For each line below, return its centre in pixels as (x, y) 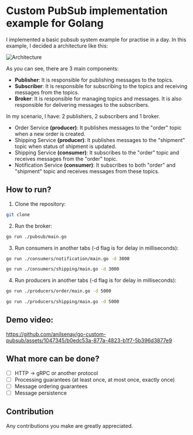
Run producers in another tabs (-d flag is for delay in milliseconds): (96, 281)
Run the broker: (33, 226)
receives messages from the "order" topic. (66, 159)
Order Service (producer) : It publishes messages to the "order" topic (98, 127)
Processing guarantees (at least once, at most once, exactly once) (94, 379)
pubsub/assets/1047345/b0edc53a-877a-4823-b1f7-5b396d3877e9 (89, 340)
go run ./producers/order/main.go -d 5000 (59, 291)
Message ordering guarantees (51, 386)
